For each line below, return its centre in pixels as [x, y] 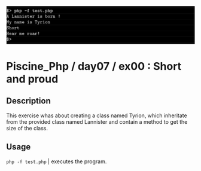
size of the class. [27, 128]
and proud [32, 79]
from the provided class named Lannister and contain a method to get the [97, 121]
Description [28, 101]
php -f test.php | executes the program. [57, 161]
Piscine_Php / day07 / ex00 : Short [94, 67]
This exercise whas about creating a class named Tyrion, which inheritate [97, 115]
